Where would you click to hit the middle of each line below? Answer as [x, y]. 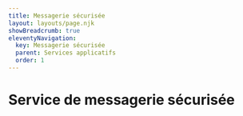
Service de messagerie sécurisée [122, 100]
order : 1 [30, 61]
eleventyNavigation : [43, 38]
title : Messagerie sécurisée [57, 16]
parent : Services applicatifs [66, 53]
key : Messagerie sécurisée [60, 46]
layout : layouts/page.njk [51, 23]
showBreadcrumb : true [44, 30]
